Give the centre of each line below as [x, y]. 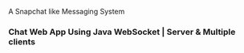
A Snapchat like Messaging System [67, 11]
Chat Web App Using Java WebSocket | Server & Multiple [122, 32]
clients [22, 41]
